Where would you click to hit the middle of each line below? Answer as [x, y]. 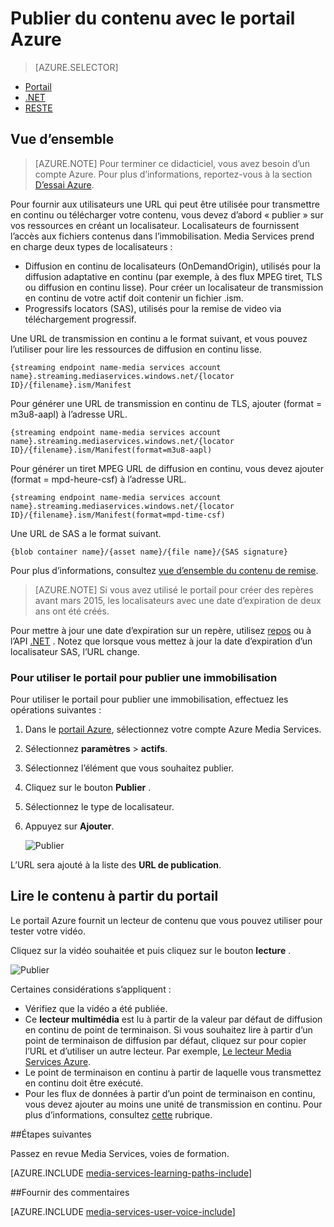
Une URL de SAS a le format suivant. [86, 533]
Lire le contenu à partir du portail [114, 896]
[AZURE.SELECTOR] [76, 67]
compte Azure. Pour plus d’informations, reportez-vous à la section [173, 174]
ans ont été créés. [72, 611]
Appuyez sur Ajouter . [69, 826]
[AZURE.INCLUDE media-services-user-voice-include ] [123, 1211]
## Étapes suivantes [51, 1134]
